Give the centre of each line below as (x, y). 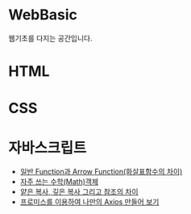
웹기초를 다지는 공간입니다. (50, 38)
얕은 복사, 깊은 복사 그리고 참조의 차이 (79, 192)
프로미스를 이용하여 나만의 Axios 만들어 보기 (89, 202)
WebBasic (43, 15)
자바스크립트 (48, 148)
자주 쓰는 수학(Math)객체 (59, 182)
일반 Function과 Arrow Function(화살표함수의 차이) (101, 172)
